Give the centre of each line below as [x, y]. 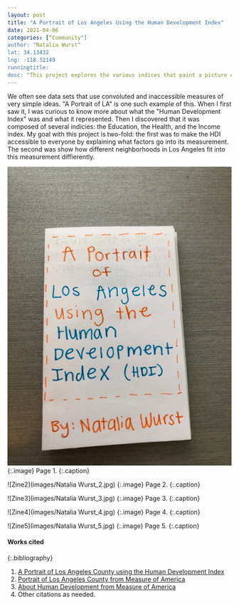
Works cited [26, 542]
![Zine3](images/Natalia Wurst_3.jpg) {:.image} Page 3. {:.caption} [104, 498]
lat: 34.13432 [28, 53]
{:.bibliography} [30, 558]
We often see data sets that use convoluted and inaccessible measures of [116, 96]
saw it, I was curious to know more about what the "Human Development [114, 111]
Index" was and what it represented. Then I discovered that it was [103, 119]
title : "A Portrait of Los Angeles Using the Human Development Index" [116, 22]
